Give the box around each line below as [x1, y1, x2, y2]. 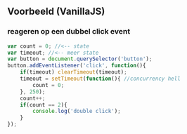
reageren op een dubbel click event [7, 27, 131, 36]
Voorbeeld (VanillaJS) [7, 6, 105, 18]
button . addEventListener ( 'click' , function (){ [7, 62, 146, 69]
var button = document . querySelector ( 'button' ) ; [7, 55, 153, 62]
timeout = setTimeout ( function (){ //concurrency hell [20, 75, 181, 83]
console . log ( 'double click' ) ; [32, 108, 121, 115]
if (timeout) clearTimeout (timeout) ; [20, 69, 128, 76]
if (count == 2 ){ [20, 101, 68, 108]
